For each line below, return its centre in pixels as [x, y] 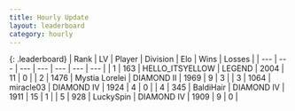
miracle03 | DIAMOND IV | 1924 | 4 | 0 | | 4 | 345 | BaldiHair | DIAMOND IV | [147, 87]
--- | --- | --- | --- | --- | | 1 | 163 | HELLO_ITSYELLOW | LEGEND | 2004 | [152, 68]
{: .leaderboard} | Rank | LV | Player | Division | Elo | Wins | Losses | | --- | [143, 59]
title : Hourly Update [49, 17]
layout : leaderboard [47, 26]
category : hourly [41, 34]
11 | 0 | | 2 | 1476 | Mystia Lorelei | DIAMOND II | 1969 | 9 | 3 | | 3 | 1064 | [140, 78]
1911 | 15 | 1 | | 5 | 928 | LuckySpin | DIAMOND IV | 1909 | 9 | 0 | [124, 97]
